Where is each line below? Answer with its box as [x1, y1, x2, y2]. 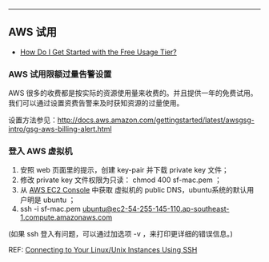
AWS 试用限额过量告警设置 [8, 69, 112, 80]
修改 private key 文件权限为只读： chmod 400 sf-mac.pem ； [19, 175, 223, 185]
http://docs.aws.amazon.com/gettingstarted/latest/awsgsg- [57, 115, 255, 125]
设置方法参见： [8, 115, 58, 125]
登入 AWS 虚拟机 [8, 145, 74, 157]
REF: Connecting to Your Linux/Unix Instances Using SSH [8, 245, 198, 255]
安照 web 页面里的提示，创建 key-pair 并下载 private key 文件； [19, 165, 230, 175]
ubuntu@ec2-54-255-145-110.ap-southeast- [82, 204, 230, 214]
